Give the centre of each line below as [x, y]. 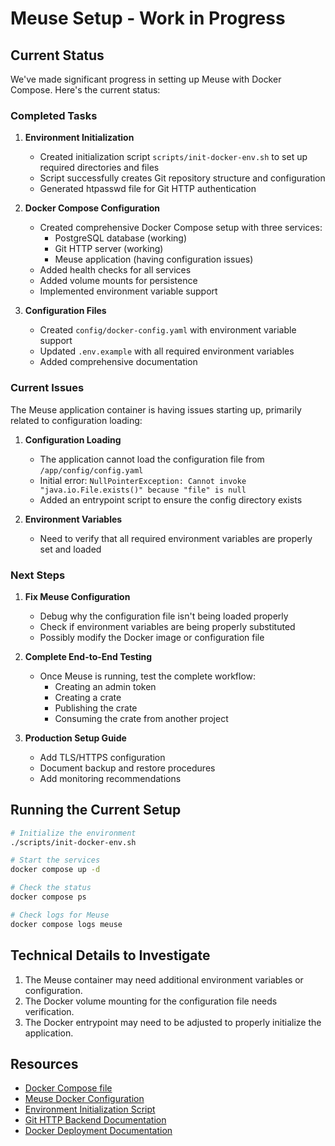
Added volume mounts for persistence [118, 281]
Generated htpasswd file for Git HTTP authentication [148, 189]
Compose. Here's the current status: [85, 90]
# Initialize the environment [73, 833]
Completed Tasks [54, 115]
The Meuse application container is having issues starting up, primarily [156, 409]
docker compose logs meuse [66, 924]
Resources [44, 1063]
